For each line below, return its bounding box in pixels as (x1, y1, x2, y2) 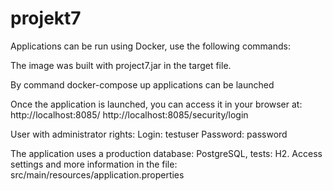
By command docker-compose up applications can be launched (10, 78, 275, 91)
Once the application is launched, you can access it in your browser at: (10, 98, 303, 110)
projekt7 (10, 7, 82, 30)
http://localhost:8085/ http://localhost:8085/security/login (10, 108, 249, 121)
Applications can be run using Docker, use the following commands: (10, 40, 291, 52)
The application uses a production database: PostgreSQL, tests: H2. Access (10, 147, 323, 159)
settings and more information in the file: (10, 158, 178, 170)
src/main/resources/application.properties (10, 168, 185, 181)
